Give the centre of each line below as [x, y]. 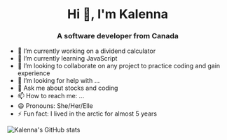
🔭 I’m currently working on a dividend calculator [87, 51]
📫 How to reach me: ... [51, 96]
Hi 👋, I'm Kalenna [118, 14]
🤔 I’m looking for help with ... [59, 81]
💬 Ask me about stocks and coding [68, 88]
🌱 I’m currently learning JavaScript [67, 59]
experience [34, 73]
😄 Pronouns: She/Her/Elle [55, 106]
